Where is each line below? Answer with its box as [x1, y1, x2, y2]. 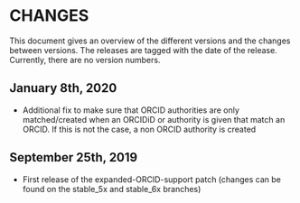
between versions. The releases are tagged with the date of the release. [9, 44, 277, 55]
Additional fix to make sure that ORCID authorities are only [22, 105, 239, 115]
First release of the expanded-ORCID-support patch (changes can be [22, 173, 282, 185]
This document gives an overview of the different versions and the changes [9, 35, 291, 46]
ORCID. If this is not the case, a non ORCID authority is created [22, 124, 257, 134]
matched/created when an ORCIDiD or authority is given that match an [22, 114, 286, 125]
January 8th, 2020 [9, 80, 117, 96]
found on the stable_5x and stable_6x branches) [22, 183, 202, 194]
